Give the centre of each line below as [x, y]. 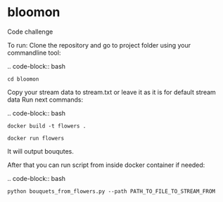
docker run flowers [36, 138]
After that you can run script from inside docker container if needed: [106, 165]
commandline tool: [34, 53]
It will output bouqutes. [40, 151]
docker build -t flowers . [47, 126]
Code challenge [30, 32]
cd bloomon [23, 79]
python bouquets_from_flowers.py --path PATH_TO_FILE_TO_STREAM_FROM [111, 191]
